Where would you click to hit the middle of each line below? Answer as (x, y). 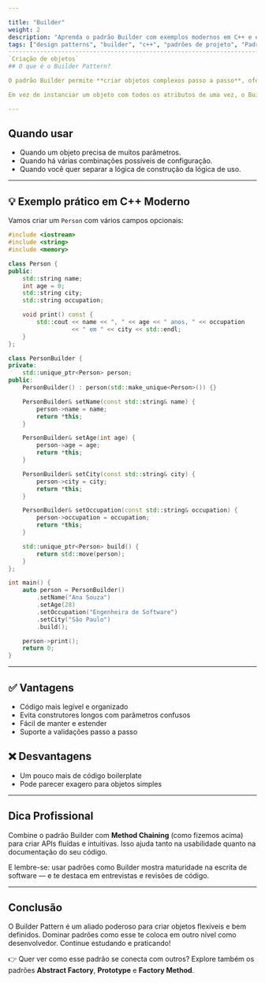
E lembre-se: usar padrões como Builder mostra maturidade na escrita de (128, 867)
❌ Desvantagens (50, 756)
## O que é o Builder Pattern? (60, 67)
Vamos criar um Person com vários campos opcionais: (96, 221)
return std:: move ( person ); (81, 554)
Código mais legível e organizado (74, 706)
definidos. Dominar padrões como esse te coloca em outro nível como (122, 935)
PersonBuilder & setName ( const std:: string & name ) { (109, 402)
